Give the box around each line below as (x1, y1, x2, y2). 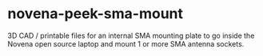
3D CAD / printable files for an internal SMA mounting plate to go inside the (7, 31, 255, 40)
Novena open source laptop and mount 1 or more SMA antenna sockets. (7, 39, 245, 48)
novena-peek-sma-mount (7, 5, 184, 23)
